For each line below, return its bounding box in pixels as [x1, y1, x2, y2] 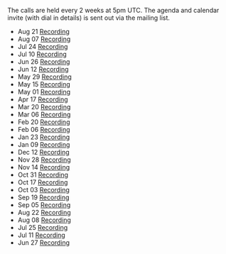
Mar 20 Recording [17, 103, 71, 111]
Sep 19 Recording [17, 193, 70, 201]
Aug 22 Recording [17, 209, 71, 216]
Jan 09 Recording [17, 140, 70, 148]
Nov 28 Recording [17, 155, 71, 164]
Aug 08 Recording [17, 216, 71, 224]
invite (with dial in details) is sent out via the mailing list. [7, 13, 171, 22]
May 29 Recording [17, 72, 72, 81]
